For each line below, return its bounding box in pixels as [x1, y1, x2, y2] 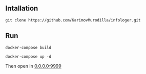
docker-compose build [5, 45, 52, 50]
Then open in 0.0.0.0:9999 [5, 63, 61, 69]
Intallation [5, 4, 38, 13]
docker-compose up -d [5, 54, 52, 59]
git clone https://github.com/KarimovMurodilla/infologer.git [5, 17, 141, 22]
